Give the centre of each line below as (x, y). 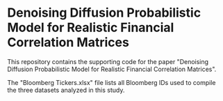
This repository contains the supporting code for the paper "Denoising (108, 61)
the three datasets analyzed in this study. (66, 90)
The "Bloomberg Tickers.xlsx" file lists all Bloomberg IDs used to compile (111, 82)
